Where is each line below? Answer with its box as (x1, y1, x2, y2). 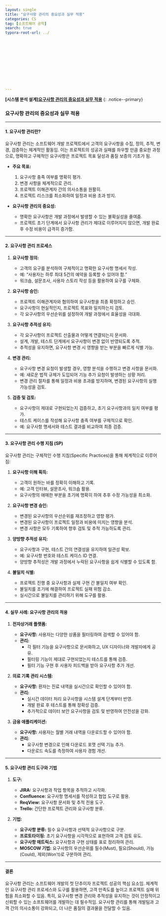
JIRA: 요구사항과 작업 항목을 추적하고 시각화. (19, 787, 106, 793)
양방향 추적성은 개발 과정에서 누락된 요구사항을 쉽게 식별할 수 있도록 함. (19, 559, 157, 565)
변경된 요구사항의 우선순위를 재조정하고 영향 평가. (19, 513, 115, 519)
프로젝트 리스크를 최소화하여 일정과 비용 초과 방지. (19, 193, 116, 198)
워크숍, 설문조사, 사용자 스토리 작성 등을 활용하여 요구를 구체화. (19, 278, 141, 284)
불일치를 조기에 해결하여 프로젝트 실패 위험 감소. (19, 586, 112, 592)
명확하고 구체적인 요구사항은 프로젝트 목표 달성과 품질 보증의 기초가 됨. (15, 153, 152, 159)
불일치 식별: (12, 569, 36, 575)
